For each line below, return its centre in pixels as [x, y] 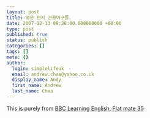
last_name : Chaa [32, 91]
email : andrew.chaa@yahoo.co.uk [53, 74]
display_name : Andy [37, 80]
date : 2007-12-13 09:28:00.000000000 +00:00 [64, 23]
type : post [20, 29]
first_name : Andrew [37, 86]
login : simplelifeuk [38, 68]
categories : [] [26, 46]
